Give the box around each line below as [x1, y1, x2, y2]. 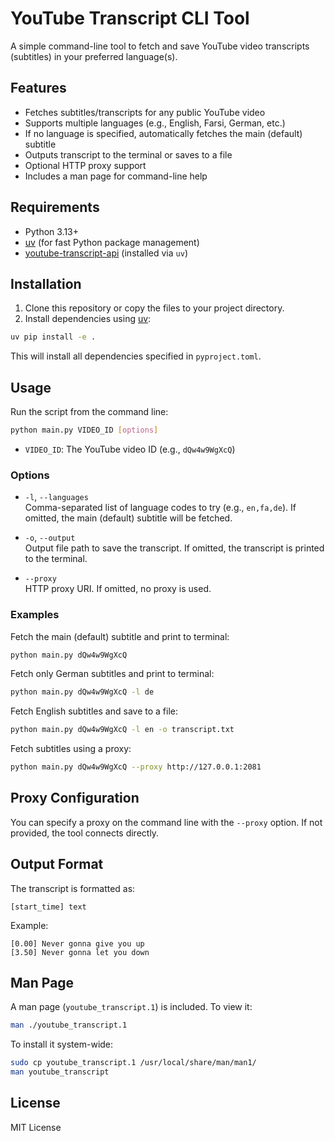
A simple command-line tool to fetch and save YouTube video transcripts [10, 40, 310, 52]
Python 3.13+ [24, 225, 80, 237]
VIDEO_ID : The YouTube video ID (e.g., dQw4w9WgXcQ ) [24, 443, 236, 455]
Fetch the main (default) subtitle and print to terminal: [10, 630, 230, 642]
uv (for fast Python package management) [24, 236, 200, 248]
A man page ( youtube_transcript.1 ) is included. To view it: [10, 1001, 253, 1013]
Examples [10, 608, 60, 622]
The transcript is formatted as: [10, 882, 136, 894]
